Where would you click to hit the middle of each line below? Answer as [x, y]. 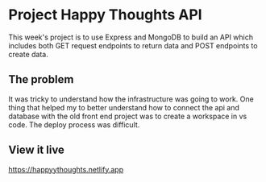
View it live [36, 150]
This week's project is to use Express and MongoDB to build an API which [131, 37]
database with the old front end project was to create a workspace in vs [128, 116]
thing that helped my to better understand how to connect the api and [124, 107]
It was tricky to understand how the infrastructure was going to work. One [131, 99]
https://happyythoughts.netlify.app [66, 169]
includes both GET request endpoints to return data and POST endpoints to [133, 45]
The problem [41, 79]
